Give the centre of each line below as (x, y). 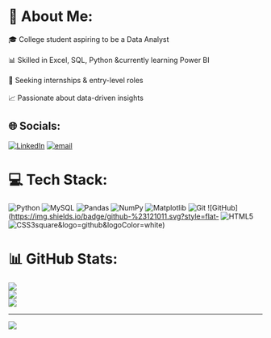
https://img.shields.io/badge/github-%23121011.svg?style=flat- (115, 216)
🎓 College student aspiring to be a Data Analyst (89, 39)
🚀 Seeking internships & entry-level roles (76, 80)
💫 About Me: (51, 17)
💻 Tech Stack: (58, 179)
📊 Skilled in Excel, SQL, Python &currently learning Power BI (109, 60)
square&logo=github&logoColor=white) (100, 224)
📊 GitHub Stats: (63, 259)
